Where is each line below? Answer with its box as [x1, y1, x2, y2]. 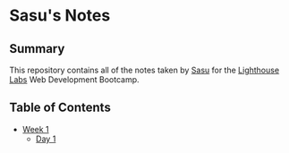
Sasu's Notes [9, 5, 111, 26]
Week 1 [21, 123, 49, 134]
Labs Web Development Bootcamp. [9, 74, 140, 85]
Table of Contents [9, 100, 112, 115]
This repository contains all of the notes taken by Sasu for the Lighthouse [9, 64, 280, 75]
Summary [9, 41, 65, 56]
